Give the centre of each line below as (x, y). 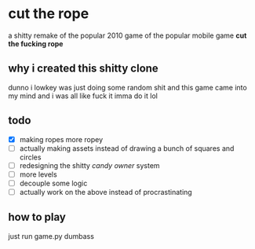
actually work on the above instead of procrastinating (106, 192)
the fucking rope (36, 43)
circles (30, 157)
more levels (38, 174)
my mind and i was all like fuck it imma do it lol (83, 96)
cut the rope (49, 14)
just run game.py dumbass (51, 236)
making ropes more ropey (61, 139)
